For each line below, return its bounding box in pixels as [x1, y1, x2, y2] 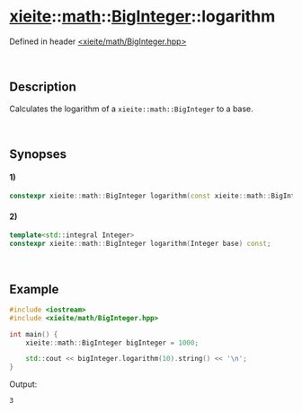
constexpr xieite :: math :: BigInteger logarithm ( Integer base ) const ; [9, 240, 271, 249]
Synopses [9, 146, 67, 162]
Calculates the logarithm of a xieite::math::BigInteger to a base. [9, 103, 253, 114]
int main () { [9, 329, 58, 338]
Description [9, 79, 76, 95]
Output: [9, 379, 38, 390]
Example [9, 281, 59, 297]
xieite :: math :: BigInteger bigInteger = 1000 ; [25, 338, 200, 347]
